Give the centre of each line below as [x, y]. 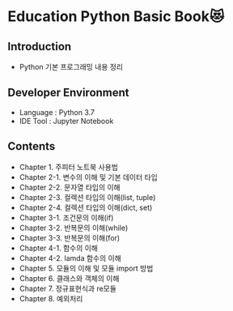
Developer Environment [69, 93]
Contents [32, 146]
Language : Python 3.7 [57, 112]
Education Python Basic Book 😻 [116, 17]
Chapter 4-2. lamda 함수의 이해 [70, 258]
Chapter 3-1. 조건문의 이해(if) [66, 217]
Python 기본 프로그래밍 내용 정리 [71, 67]
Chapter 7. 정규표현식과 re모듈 [68, 288]
